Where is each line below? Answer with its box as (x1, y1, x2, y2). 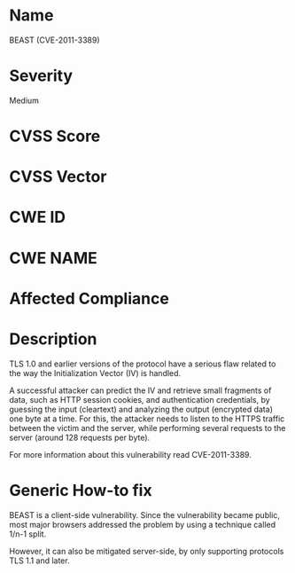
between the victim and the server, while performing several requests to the (9, 422, 286, 433)
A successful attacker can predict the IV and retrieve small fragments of (9, 385, 272, 396)
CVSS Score (9, 126, 101, 146)
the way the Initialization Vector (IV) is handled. (9, 367, 182, 378)
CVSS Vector (9, 167, 107, 187)
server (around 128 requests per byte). (9, 432, 151, 443)
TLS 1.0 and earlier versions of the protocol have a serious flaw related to (9, 358, 276, 369)
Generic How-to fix (9, 480, 152, 500)
